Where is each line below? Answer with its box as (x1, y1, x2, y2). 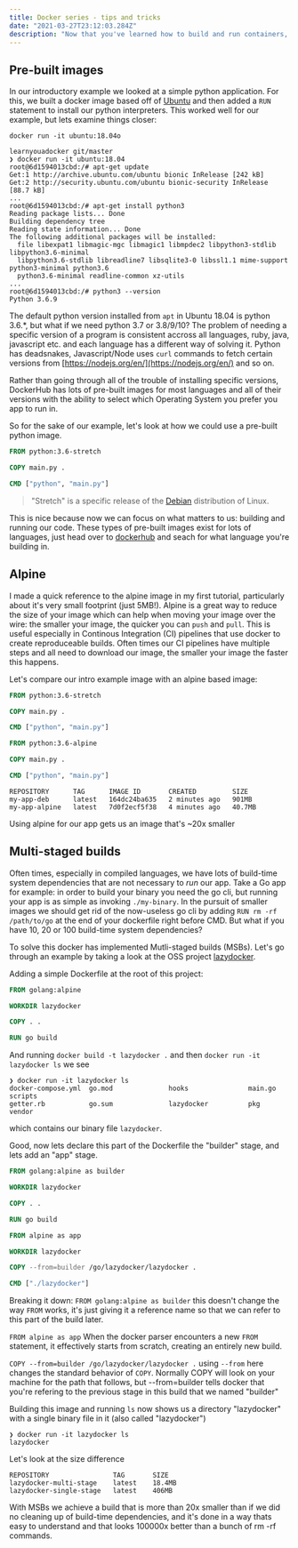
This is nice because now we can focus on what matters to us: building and (9, 512, 286, 523)
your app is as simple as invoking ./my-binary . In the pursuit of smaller (9, 895, 269, 907)
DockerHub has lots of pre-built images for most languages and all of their (9, 384, 282, 396)
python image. (9, 430, 62, 441)
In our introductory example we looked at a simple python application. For (9, 86, 279, 97)
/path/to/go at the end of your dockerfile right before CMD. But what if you (9, 915, 285, 926)
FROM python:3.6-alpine (9, 739, 98, 748)
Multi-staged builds (9, 844, 122, 859)
